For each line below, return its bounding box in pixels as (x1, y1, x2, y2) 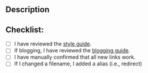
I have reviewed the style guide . (14, 41, 92, 48)
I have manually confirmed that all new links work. (14, 54, 136, 61)
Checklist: (5, 25, 44, 35)
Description (5, 5, 50, 15)
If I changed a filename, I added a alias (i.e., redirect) (14, 60, 143, 67)
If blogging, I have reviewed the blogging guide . (14, 47, 130, 54)
